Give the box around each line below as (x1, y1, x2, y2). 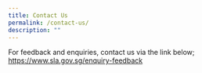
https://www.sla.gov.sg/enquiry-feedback (8, 56, 143, 65)
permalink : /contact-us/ (8, 19, 89, 27)
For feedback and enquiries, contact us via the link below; (8, 48, 195, 57)
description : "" (8, 26, 61, 34)
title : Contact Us (8, 11, 68, 20)
